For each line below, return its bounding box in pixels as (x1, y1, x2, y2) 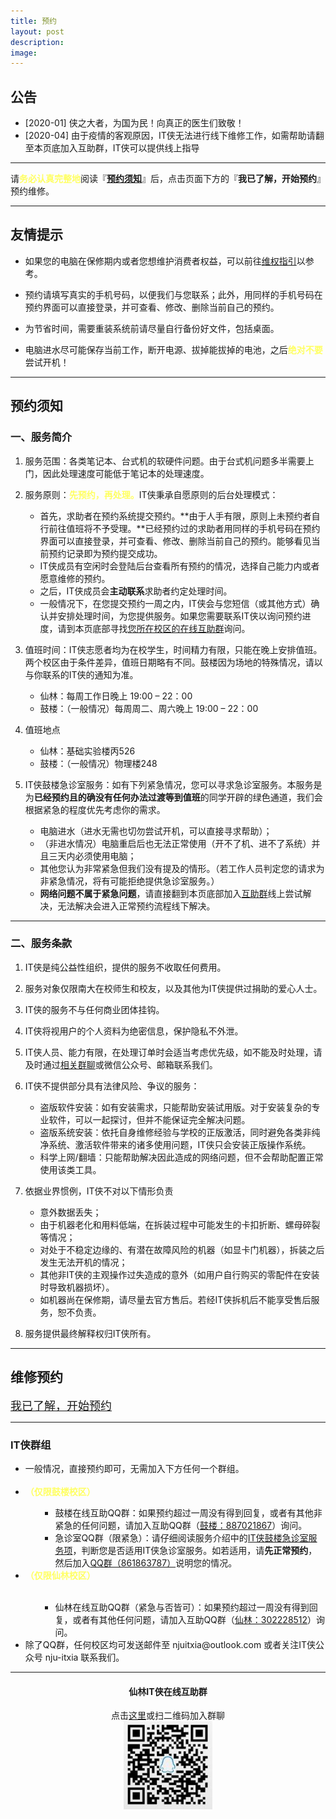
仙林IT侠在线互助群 (128, 1685, 208, 1697)
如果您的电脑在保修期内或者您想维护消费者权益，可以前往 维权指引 (24, 255, 297, 267)
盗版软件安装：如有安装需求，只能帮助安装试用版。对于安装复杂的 (39, 1101, 312, 1113)
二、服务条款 (10, 936, 73, 950)
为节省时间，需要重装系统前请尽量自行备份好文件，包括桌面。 (24, 322, 280, 334)
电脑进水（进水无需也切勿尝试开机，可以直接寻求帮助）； (39, 825, 273, 837)
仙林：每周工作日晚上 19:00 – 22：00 (39, 690, 193, 702)
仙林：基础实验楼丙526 (39, 745, 136, 757)
